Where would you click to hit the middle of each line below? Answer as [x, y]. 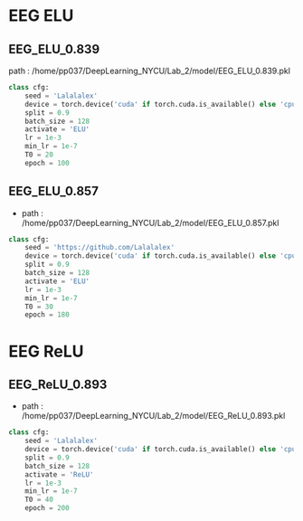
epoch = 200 [47, 508]
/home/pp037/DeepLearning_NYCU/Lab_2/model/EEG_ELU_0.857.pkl [150, 223]
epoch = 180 [47, 315]
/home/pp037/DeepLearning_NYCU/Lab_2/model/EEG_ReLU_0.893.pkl [153, 416]
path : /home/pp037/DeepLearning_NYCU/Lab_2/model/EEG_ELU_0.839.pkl [150, 71]
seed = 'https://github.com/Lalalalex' [100, 248]
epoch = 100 [47, 163]
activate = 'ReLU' [59, 474]
